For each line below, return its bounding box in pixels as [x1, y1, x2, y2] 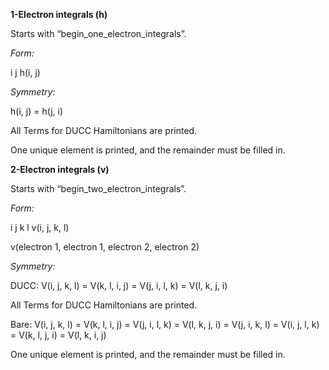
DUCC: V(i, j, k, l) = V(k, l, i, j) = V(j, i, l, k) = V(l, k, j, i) [10, 280, 228, 291]
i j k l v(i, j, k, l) [10, 222, 70, 233]
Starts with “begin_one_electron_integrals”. [10, 28, 187, 39]
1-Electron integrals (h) [10, 9, 108, 20]
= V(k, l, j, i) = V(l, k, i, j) [10, 329, 107, 341]
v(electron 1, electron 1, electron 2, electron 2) [10, 241, 200, 253]
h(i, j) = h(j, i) [10, 105, 64, 117]
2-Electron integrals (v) [10, 164, 110, 175]
